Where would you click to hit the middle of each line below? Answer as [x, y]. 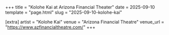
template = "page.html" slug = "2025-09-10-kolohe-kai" [64, 12]
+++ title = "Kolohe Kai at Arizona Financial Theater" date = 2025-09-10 [80, 7]
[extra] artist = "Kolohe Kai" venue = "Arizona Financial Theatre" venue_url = [85, 22]
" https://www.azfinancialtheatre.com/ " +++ [50, 27]
